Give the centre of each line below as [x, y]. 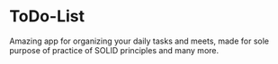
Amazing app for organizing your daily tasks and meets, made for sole [139, 41]
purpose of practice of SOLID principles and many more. [114, 50]
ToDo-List [47, 16]
